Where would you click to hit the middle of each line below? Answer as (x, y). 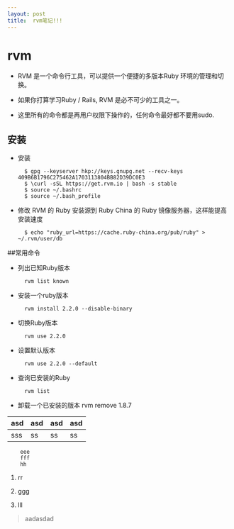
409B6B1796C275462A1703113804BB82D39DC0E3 (81, 178)
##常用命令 (24, 253)
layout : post (27, 14)
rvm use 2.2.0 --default (61, 364)
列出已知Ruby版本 (44, 268)
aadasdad (39, 519)
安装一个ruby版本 (43, 296)
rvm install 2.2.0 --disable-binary (78, 309)
